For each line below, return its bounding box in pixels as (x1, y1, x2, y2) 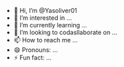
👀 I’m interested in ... (13, 14, 72, 22)
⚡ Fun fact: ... (13, 53, 52, 62)
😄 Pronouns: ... (13, 46, 59, 54)
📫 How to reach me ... (13, 36, 78, 44)
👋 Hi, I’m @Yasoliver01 (13, 7, 78, 14)
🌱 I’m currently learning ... (13, 21, 87, 29)
